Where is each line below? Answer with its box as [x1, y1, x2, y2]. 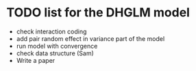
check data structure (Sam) [16, 49, 94, 57]
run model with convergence [16, 42, 98, 50]
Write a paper [16, 56, 56, 64]
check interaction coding [16, 27, 87, 35]
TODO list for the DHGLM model [6, 5, 190, 20]
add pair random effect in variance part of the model [16, 34, 165, 42]
